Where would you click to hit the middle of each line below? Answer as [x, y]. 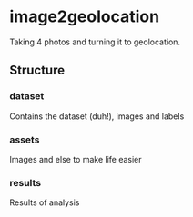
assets [25, 140]
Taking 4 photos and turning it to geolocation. [95, 42]
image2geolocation [85, 17]
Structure [37, 70]
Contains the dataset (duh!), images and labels [97, 116]
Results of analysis [45, 202]
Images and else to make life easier [76, 159]
